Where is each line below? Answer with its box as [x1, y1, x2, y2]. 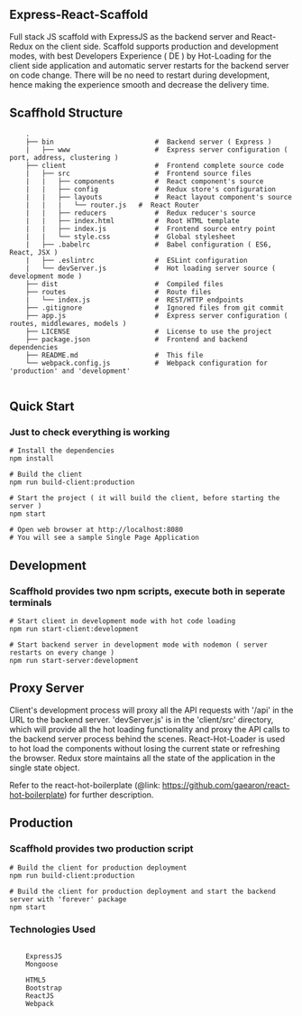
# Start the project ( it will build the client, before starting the [9, 494, 280, 503]
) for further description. [64, 789, 154, 800]
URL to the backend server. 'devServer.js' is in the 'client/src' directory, [9, 713, 274, 725]
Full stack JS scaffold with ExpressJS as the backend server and [9, 31, 250, 42]
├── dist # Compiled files [25, 279, 224, 288]
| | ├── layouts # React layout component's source [25, 192, 293, 201]
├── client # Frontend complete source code [25, 161, 284, 170]
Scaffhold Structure [9, 106, 124, 121]
